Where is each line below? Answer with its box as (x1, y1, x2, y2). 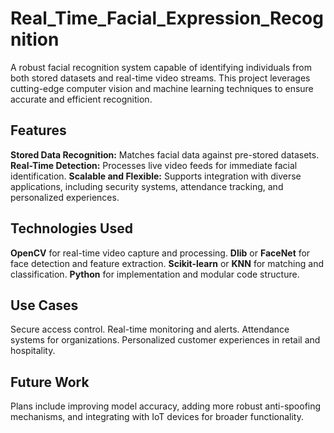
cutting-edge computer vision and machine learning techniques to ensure (10, 82, 314, 94)
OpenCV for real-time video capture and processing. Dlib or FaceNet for (10, 247, 311, 259)
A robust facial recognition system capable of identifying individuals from (10, 61, 312, 73)
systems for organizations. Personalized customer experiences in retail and (10, 334, 321, 346)
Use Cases (10, 297, 79, 314)
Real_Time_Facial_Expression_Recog (10, 7, 324, 30)
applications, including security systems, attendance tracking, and (10, 180, 284, 192)
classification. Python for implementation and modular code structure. (10, 268, 300, 280)
